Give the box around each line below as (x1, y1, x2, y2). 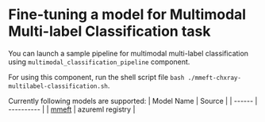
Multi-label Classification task (8, 22, 211, 40)
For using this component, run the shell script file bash (8, 72, 185, 82)
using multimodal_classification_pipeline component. (8, 57, 190, 67)
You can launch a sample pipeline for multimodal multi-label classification (8, 48, 248, 58)
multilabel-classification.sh (8, 82, 109, 90)
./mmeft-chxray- (187, 74, 242, 82)
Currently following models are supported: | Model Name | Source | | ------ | (8, 96, 258, 105)
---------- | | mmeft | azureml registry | (8, 105, 136, 114)
